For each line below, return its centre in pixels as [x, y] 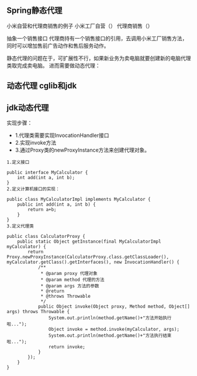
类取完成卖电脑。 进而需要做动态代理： [53, 65]
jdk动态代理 [28, 108]
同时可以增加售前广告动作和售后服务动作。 [58, 45]
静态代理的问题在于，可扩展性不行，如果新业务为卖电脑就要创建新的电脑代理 [99, 58]
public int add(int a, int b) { [56, 204]
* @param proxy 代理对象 [69, 274]
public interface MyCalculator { [47, 173]
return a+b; [42, 210]
